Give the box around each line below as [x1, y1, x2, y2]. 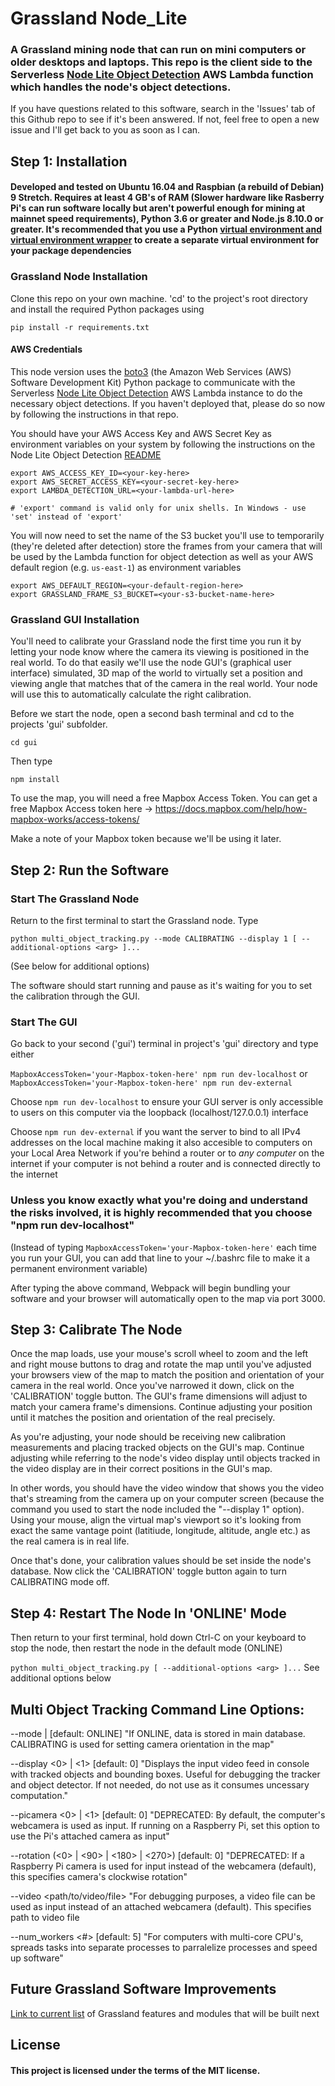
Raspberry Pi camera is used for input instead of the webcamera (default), [10, 1860, 317, 1872]
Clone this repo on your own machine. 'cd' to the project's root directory [10, 292, 308, 304]
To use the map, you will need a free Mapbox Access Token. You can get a [10, 792, 318, 804]
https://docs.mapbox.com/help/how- [154, 803, 308, 815]
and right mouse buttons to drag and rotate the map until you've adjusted [10, 1358, 312, 1371]
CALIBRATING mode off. [10, 1576, 110, 1588]
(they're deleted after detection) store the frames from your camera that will [10, 540, 323, 552]
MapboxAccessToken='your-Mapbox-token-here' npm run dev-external [10, 1078, 293, 1089]
